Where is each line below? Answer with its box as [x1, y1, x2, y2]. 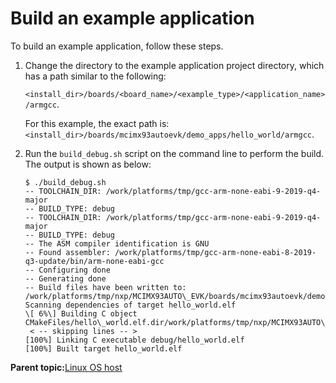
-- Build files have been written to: [24, 282, 187, 292]
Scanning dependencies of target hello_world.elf [24, 300, 237, 310]
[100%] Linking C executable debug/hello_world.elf [24, 335, 245, 345]
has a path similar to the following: [24, 70, 167, 82]
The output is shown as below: [24, 158, 152, 170]
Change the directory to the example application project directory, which [24, 59, 325, 71]
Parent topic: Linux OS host [10, 361, 123, 373]
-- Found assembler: [24, 247, 111, 257]
